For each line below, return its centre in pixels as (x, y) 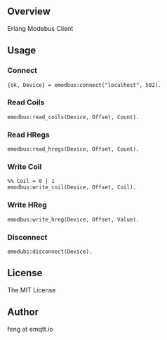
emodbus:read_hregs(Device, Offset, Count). (73, 149)
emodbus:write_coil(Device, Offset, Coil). (72, 188)
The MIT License (32, 290)
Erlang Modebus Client (40, 28)
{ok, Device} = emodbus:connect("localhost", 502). (84, 85)
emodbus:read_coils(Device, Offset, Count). (73, 117)
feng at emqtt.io (31, 329)
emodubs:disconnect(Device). (50, 252)
